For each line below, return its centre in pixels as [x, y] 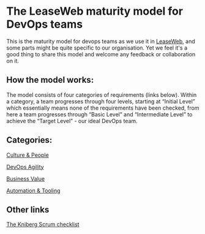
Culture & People [28, 155]
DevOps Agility [25, 167]
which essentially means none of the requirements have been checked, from [103, 108]
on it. [13, 61]
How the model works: [50, 80]
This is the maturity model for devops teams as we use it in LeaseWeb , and [101, 41]
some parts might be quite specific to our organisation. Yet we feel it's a [97, 48]
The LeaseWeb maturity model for [95, 11]
